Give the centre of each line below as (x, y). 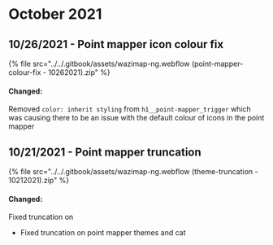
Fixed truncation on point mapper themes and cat (103, 233)
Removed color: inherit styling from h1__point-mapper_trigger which (130, 109)
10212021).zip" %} (39, 181)
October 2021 (55, 14)
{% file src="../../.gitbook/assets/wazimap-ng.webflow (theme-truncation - (133, 172)
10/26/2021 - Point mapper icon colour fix (116, 44)
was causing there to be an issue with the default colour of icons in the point (136, 118)
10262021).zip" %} (80, 72)
